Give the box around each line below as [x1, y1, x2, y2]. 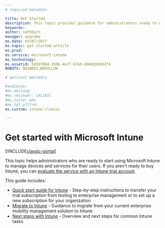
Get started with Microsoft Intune [5, 132, 144, 143]
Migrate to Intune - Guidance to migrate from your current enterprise [12, 203, 151, 209]
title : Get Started [5, 16, 45, 21]
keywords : [5, 25, 26, 30]
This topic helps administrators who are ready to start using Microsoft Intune [5, 158, 160, 164]
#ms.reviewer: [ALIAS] [5, 93, 52, 98]
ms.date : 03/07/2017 [5, 39, 48, 44]
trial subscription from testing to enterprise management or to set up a [12, 192, 155, 199]
